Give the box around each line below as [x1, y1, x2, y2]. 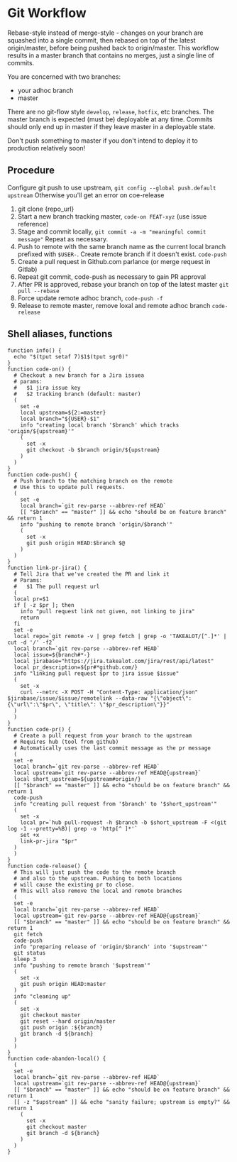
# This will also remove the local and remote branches [13, 887, 182, 894]
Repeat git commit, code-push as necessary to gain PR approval [17, 272, 206, 281]
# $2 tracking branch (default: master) [13, 390, 141, 398]
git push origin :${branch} [20, 1024, 103, 1031]
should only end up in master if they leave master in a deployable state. [7, 122, 216, 131]
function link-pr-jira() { [7, 564, 87, 571]
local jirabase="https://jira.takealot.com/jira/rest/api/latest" [13, 657, 214, 664]
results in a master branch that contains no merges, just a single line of [7, 51, 214, 60]
